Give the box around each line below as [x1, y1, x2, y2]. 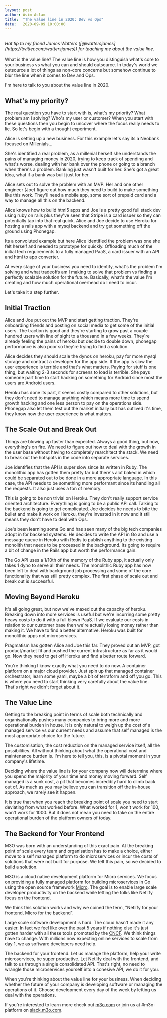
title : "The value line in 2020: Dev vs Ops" [5, 17, 104, 22]
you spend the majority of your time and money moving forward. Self [5, 773, 147, 779]
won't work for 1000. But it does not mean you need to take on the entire [5, 810, 154, 816]
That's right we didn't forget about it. [5, 684, 81, 690]
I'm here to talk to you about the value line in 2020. [5, 82, 110, 88]
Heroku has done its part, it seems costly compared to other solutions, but [5, 389, 158, 395]
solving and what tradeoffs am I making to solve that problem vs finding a [5, 269, 156, 275]
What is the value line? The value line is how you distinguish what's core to [5, 56, 159, 63]
